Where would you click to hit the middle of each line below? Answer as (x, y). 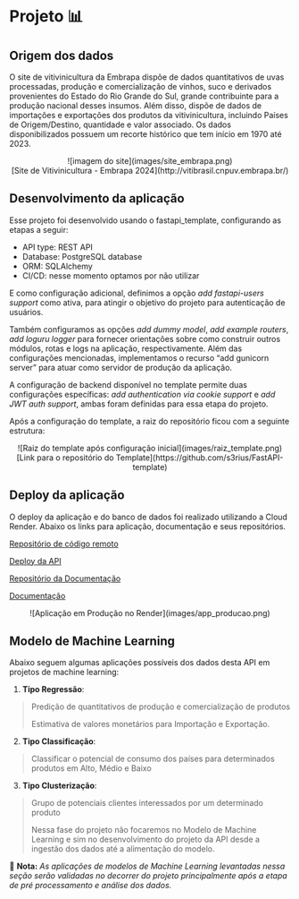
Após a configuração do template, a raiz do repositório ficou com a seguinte (149, 421)
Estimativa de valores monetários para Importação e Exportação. (150, 724)
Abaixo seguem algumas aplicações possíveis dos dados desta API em (140, 663)
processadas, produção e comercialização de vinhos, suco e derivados (141, 86)
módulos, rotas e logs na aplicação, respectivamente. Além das (126, 348)
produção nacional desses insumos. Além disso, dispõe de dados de (135, 106)
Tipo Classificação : (59, 741)
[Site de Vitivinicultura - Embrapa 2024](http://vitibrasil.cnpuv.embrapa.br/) (150, 171)
